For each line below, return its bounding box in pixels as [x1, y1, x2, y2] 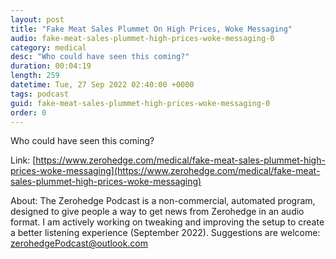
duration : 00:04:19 [10, 61, 92, 71]
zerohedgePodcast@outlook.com [10, 237, 149, 250]
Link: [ [10, 154, 37, 166]
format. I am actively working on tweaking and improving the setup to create [10, 216, 325, 228]
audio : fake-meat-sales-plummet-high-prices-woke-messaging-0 [10, 33, 275, 43]
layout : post [10, 14, 65, 25]
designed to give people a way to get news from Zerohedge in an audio [10, 206, 305, 218]
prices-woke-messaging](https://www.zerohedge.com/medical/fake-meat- [10, 165, 321, 177]
